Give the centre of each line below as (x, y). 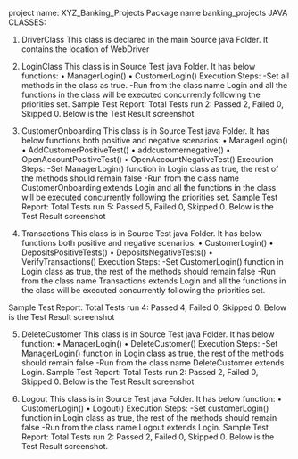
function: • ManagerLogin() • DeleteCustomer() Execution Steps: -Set (149, 344)
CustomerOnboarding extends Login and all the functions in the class (149, 188)
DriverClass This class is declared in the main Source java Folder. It (145, 40)
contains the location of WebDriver (85, 49)
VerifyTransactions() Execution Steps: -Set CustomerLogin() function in (153, 262)
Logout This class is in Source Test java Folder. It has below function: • (152, 399)
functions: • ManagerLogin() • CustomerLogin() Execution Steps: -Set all (155, 76)
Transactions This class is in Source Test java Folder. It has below (141, 234)
